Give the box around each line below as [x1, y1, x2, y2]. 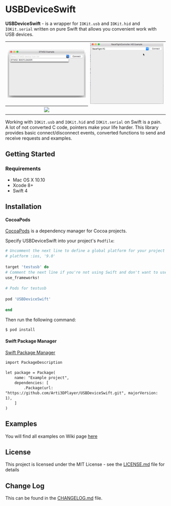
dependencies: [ [14, 380, 49, 385]
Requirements [5, 165, 41, 172]
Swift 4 [12, 188, 28, 194]
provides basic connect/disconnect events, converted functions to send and [5, 129, 165, 136]
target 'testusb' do [5, 264, 49, 270]
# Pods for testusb [5, 286, 47, 291]
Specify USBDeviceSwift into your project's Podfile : [5, 238, 115, 244]
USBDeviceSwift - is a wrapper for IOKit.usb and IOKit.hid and [5, 20, 140, 26]
